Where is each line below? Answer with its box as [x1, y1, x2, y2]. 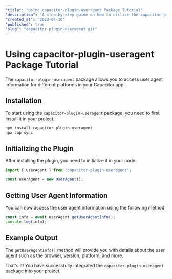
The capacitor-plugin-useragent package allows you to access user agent [5, 76, 163, 82]
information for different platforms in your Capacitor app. [5, 82, 125, 88]
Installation [5, 97, 42, 105]
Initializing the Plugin [5, 144, 74, 153]
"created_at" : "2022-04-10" [5, 17, 66, 22]
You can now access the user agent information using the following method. [5, 205, 166, 211]
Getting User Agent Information [5, 191, 108, 200]
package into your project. [5, 268, 61, 274]
